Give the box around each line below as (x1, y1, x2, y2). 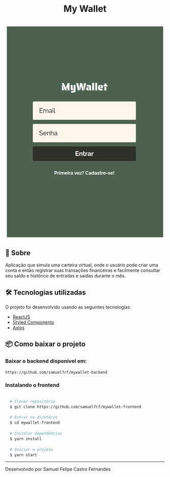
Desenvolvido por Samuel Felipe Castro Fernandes (5, 466, 111, 472)
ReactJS (12, 314, 30, 320)
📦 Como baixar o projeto (5, 340, 86, 348)
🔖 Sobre (5, 249, 31, 257)
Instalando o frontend (5, 381, 60, 388)
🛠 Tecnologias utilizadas (5, 288, 86, 297)
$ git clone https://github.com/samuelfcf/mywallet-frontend (10, 404, 142, 409)
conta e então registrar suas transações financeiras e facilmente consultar (5, 267, 160, 273)
